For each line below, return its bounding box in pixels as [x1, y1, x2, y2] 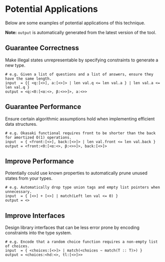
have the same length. [5, 76, 52, 81]
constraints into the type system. [5, 230, 72, 236]
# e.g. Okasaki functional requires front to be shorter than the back [5, 130, 156, 136]
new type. [5, 62, 26, 68]
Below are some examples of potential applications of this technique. [5, 20, 146, 26]
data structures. [5, 121, 38, 127]
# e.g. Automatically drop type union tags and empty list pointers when [5, 185, 161, 190]
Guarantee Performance [5, 103, 82, 111]
